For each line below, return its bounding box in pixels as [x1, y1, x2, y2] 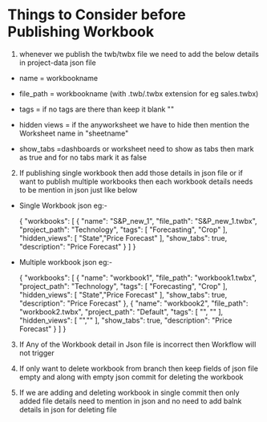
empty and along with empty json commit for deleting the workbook [18, 371, 244, 382]
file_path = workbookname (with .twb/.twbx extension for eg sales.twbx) [18, 88, 259, 98]
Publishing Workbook [7, 22, 155, 41]
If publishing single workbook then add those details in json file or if [18, 168, 244, 177]
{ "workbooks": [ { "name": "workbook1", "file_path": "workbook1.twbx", [18, 273, 257, 282]
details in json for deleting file [18, 404, 117, 414]
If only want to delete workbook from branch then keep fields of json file [18, 363, 258, 373]
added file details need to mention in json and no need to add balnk [18, 396, 242, 406]
